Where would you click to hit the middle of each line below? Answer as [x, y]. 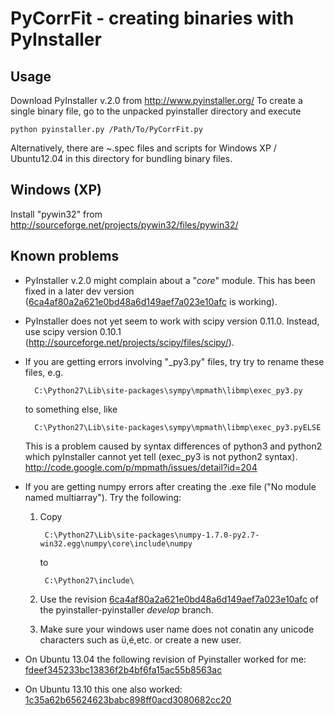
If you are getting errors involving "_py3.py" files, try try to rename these [174, 361]
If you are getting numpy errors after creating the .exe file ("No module [170, 486]
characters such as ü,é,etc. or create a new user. [140, 639]
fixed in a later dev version [79, 291]
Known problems [65, 256]
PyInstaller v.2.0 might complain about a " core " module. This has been [170, 280]
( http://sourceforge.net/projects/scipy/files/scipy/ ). [129, 342]
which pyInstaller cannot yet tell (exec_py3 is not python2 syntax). [161, 456]
